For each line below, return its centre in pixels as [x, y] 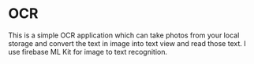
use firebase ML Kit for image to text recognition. [88, 52]
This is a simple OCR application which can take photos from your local [124, 35]
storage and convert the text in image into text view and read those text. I [127, 43]
